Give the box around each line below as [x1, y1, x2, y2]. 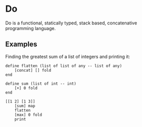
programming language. [5, 25, 56, 31]
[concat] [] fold [14, 68, 52, 73]
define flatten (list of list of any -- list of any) [5, 63, 123, 69]
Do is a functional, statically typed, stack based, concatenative [5, 20, 137, 26]
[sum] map [14, 103, 36, 108]
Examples [5, 40, 37, 49]
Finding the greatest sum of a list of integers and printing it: [5, 53, 130, 59]
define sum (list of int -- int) [5, 81, 77, 86]
